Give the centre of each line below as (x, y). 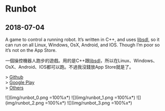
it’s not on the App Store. (31, 50)
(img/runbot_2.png (25, 103)
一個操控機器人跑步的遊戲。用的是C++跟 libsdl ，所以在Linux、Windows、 (81, 61)
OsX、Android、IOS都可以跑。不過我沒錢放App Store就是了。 (69, 67)
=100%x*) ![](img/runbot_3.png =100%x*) (89, 103)
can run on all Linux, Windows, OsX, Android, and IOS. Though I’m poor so (82, 45)
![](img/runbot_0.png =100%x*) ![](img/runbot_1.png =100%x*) (70, 97)
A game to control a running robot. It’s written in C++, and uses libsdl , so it (82, 39)
